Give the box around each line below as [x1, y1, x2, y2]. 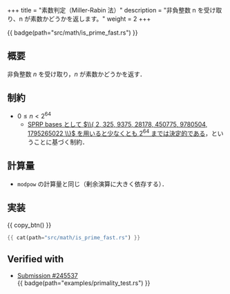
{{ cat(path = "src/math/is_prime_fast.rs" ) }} [7, 234, 140, 241]
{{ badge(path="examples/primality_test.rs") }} [17, 279, 151, 287]
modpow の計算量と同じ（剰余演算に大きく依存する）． [17, 179, 168, 188]
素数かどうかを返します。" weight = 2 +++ [30, 15, 151, 23]
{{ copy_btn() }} [7, 221, 52, 229]
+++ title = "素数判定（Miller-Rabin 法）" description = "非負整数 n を [7, 6, 204, 14]
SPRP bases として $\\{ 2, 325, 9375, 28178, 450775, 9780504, [27, 120, 208, 129]
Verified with [7, 253, 64, 265]
